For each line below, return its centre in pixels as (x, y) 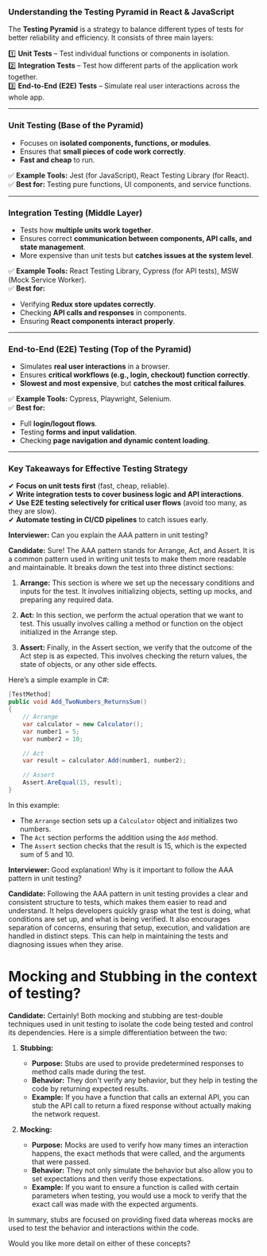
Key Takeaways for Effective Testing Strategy (98, 469)
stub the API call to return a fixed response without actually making (141, 1106)
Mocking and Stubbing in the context (133, 977)
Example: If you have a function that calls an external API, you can (141, 1097)
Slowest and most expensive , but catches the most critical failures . (133, 384)
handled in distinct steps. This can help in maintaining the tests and (118, 936)
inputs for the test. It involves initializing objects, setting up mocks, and (136, 591)
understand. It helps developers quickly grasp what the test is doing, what (130, 911)
